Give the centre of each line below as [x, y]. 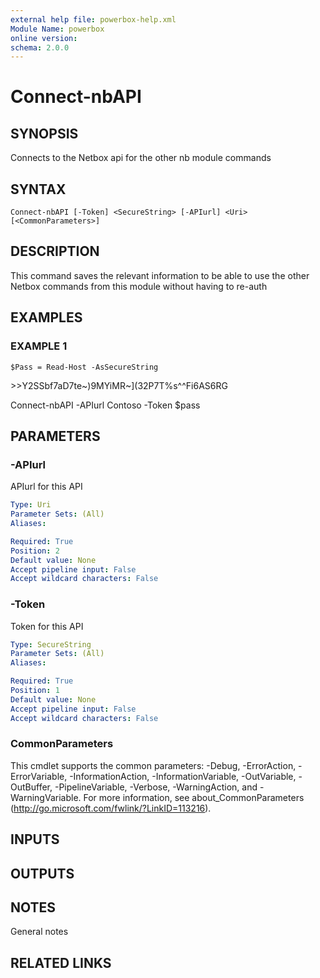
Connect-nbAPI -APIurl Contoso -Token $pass [105, 405]
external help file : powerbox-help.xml [93, 19]
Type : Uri [31, 505]
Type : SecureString [51, 644]
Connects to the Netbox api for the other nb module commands [141, 158]
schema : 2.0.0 [40, 47]
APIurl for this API [46, 487]
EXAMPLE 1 [39, 346]
